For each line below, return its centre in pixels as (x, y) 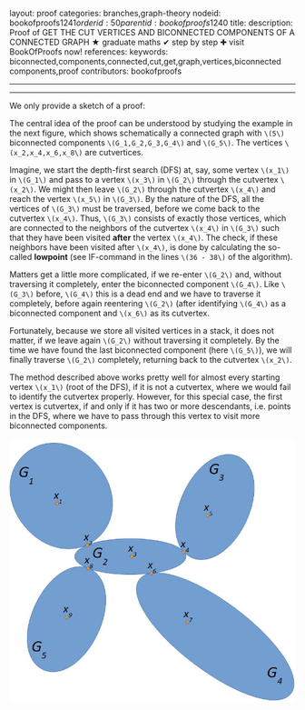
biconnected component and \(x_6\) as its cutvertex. (110, 313)
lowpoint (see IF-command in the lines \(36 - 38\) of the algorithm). (163, 257)
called (21, 257)
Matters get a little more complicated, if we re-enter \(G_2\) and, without (146, 275)
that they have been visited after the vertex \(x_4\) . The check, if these (144, 237)
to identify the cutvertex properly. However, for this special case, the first (146, 396)
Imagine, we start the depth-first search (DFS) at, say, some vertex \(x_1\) (150, 170)
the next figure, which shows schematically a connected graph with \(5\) (147, 133)
